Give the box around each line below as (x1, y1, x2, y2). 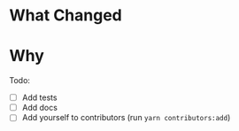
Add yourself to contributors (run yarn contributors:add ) (21, 112, 231, 123)
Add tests (21, 92, 58, 103)
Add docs (21, 103, 58, 113)
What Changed (9, 5, 122, 26)
